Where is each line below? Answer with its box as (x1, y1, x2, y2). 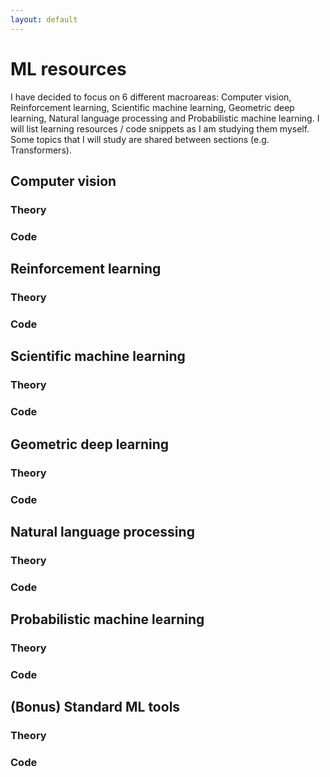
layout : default (10, 14, 78, 25)
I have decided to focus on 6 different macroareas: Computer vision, (10, 91, 292, 103)
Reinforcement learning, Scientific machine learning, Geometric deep (10, 101, 295, 113)
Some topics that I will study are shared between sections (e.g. (10, 133, 270, 145)
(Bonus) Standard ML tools (10, 699, 181, 716)
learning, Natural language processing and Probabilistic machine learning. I (10, 112, 320, 124)
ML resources (10, 57, 127, 80)
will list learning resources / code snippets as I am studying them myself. (10, 122, 310, 135)
